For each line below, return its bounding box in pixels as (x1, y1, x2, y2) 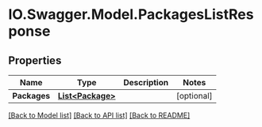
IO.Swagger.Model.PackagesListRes (8, 6, 254, 24)
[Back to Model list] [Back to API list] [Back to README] (8, 110, 191, 120)
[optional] (175, 91, 213, 101)
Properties (8, 54, 62, 67)
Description (123, 77, 169, 88)
